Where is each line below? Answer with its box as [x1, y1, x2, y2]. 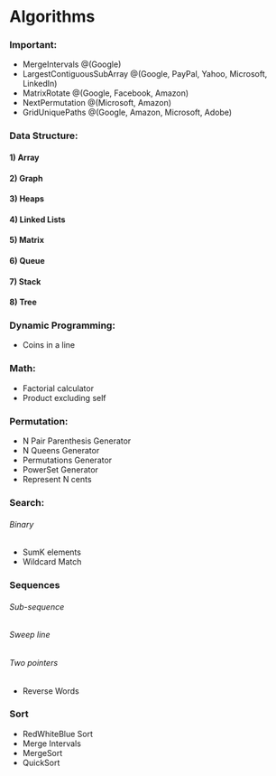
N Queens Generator [22, 445, 100, 456]
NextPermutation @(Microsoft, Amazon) [22, 98, 172, 108]
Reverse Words [22, 685, 79, 697]
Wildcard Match [22, 556, 82, 567]
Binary [9, 519, 34, 529]
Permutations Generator [22, 454, 113, 466]
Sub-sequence [9, 601, 65, 612]
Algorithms [9, 6, 96, 27]
